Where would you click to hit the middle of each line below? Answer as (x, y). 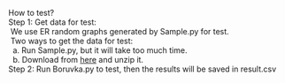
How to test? (31, 13)
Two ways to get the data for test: (72, 41)
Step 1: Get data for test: (52, 22)
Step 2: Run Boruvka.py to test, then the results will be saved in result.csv (142, 69)
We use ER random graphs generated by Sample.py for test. (119, 31)
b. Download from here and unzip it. (77, 60)
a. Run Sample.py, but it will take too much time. (100, 50)
